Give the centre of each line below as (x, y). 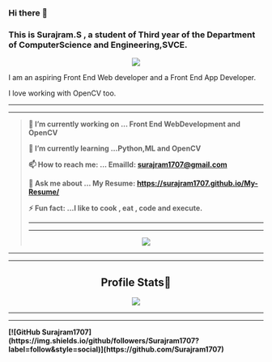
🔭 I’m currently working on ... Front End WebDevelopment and (134, 124)
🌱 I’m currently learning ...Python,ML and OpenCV (115, 148)
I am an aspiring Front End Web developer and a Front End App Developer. (132, 78)
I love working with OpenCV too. (62, 93)
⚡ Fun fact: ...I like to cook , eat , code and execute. (115, 208)
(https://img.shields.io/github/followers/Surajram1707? (104, 341)
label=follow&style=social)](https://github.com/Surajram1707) (116, 349)
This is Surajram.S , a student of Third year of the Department (132, 34)
